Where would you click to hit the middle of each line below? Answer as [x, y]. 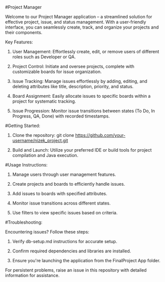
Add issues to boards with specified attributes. [60, 194]
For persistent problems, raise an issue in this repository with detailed [76, 270]
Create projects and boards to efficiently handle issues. [68, 184]
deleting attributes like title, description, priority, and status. [73, 86]
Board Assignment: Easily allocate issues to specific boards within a [81, 96]
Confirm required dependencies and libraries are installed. [72, 251]
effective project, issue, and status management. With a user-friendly [76, 22]
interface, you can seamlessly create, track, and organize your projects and [82, 27]
